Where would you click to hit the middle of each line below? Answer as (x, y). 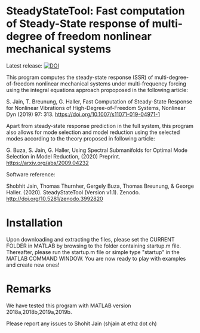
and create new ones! (33, 265)
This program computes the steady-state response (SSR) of (80, 77)
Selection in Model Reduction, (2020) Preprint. (63, 156)
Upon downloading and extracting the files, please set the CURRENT (90, 239)
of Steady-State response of (78, 24)
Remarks (29, 289)
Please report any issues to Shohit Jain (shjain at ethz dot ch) (81, 323)
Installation (35, 223)
